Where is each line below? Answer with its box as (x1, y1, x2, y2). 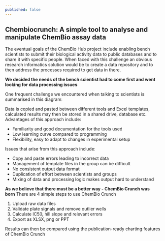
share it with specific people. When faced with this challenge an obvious (5, 57, 152, 62)
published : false (5, 7, 41, 12)
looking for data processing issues (5, 82, 78, 88)
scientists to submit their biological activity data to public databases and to (5, 51, 157, 57)
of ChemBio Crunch (5, 231, 45, 237)
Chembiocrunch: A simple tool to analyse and (5, 26, 148, 34)
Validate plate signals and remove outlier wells (12, 206, 106, 212)
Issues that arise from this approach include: (5, 146, 96, 152)
